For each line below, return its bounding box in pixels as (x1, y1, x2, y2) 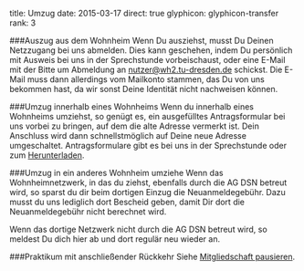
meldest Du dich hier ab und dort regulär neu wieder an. (9, 234, 221, 245)
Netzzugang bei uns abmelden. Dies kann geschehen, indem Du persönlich (9, 45, 293, 56)
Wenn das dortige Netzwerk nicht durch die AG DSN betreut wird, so (9, 224, 267, 235)
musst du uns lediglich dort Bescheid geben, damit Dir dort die (9, 196, 245, 207)
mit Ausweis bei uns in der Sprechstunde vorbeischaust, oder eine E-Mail (9, 55, 286, 65)
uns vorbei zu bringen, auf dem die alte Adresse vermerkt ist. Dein (9, 120, 260, 131)
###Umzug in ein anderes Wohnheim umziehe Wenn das (9, 168, 224, 178)
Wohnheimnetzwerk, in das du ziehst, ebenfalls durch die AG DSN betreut (9, 177, 288, 188)
